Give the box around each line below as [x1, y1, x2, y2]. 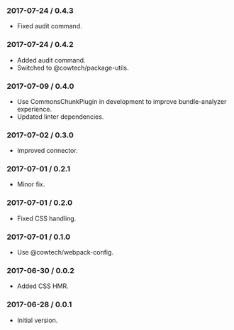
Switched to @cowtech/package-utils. [16, 63, 129, 72]
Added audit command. [16, 55, 86, 64]
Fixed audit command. [16, 22, 82, 31]
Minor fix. [16, 180, 45, 188]
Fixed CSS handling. [16, 214, 77, 223]
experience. [16, 105, 52, 113]
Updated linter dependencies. [16, 112, 104, 121]
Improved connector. [16, 147, 79, 155]
